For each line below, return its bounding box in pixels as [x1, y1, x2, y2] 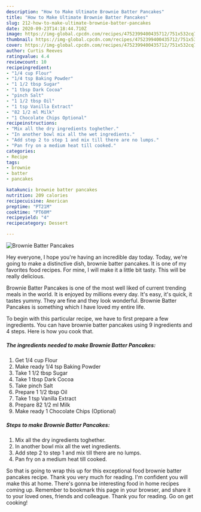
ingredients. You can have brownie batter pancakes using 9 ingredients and [6, 321, 193, 329]
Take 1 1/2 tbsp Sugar [14, 369, 68, 377]
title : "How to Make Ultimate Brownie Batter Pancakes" [6, 14, 148, 20]
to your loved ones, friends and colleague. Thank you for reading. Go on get [6, 492, 193, 499]
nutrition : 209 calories [6, 192, 68, 198]
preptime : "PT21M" [6, 203, 52, 210]
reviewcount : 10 [6, 59, 47, 65]
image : [6, 31, 23, 37]
